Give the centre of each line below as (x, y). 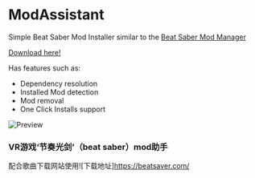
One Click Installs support (63, 109)
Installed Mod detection (59, 92)
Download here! (35, 52)
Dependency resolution (59, 83)
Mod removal (42, 100)
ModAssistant (56, 15)
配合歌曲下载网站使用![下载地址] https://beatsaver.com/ (99, 166)
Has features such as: (45, 68)
